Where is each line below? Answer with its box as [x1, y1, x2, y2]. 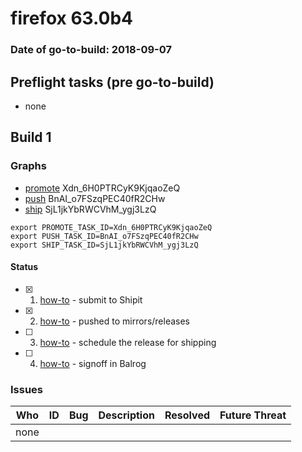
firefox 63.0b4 [10, 7, 134, 30]
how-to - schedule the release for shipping [39, 336, 217, 348]
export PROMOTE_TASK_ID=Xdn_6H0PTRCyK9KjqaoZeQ [10, 222, 213, 232]
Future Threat [219, 408, 287, 422]
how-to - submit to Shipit [39, 293, 143, 306]
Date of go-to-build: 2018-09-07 [10, 43, 172, 57]
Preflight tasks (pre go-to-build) [10, 73, 215, 91]
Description [98, 408, 155, 422]
